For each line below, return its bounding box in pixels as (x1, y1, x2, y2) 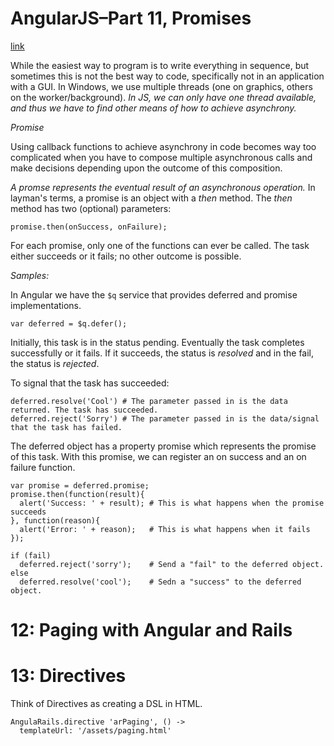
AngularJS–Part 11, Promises (10, 7, 252, 30)
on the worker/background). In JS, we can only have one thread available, (10, 91, 317, 103)
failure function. (10, 461, 76, 473)
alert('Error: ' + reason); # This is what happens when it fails (19, 524, 311, 534)
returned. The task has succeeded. (10, 405, 159, 415)
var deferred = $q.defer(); (10, 318, 128, 329)
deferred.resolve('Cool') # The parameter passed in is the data (10, 396, 288, 406)
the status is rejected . (10, 357, 100, 369)
